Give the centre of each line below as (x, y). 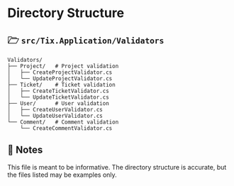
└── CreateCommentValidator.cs (66, 128)
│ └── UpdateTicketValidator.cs (58, 97)
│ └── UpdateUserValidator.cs (55, 116)
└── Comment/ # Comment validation (63, 122)
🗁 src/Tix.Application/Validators (86, 40)
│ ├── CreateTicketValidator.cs (58, 91)
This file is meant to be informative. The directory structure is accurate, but (117, 167)
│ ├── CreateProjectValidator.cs (60, 72)
